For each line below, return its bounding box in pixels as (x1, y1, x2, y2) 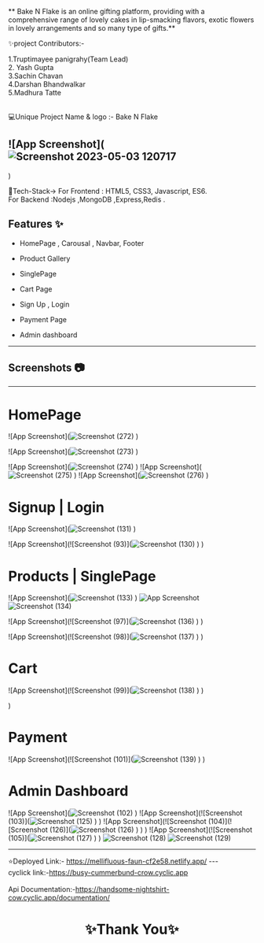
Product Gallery (19, 254, 71, 263)
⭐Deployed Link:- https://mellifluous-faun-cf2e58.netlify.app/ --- (8, 856, 218, 866)
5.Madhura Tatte (8, 88, 61, 97)
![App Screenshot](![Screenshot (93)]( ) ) (8, 540, 204, 549)
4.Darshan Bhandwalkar (8, 80, 86, 89)
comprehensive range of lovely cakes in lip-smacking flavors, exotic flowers (8, 15, 255, 24)
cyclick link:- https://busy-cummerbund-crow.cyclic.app (8, 868, 189, 878)
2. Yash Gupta (8, 63, 54, 72)
